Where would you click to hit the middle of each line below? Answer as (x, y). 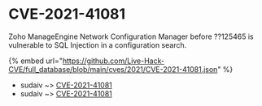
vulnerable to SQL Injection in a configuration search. (98, 45)
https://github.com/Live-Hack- (114, 61)
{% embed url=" (36, 61)
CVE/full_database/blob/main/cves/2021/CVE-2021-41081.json (113, 69)
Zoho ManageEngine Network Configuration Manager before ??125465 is (131, 36)
